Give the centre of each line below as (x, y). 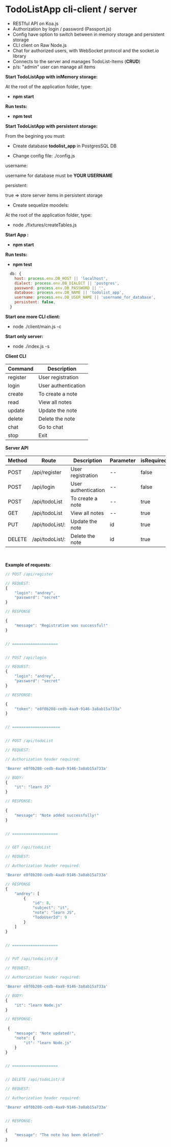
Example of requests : (28, 565)
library (19, 56)
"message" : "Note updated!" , (45, 1033)
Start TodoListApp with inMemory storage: (51, 76)
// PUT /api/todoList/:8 (32, 959)
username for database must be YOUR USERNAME (59, 175)
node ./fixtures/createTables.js (45, 225)
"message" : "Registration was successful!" (61, 625)
